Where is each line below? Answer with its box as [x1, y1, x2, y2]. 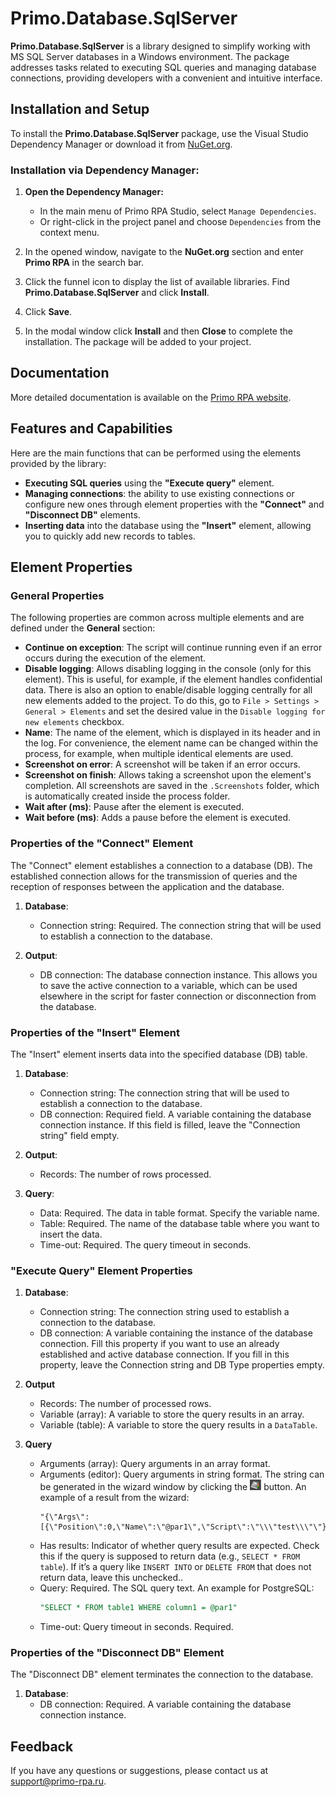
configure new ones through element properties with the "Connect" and [24, 498, 325, 510]
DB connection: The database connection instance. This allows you [39, 968, 318, 981]
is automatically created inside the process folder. [24, 790, 231, 802]
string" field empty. [39, 1129, 120, 1141]
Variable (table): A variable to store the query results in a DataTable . [39, 1419, 318, 1431]
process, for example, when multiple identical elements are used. [24, 748, 294, 760]
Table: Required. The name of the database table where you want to [39, 1217, 320, 1229]
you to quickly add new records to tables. [24, 530, 196, 542]
